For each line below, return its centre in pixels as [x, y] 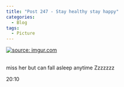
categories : [20, 17]
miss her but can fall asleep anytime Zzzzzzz [61, 68]
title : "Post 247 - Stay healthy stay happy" [62, 11]
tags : [13, 28]
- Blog [19, 22]
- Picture [23, 34]
